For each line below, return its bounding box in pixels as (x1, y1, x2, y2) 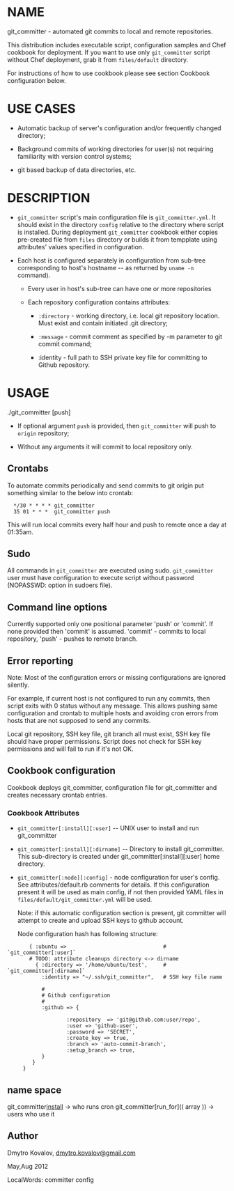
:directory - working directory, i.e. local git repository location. (38, 311, 220, 320)
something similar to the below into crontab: (7, 488, 134, 497)
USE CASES (7, 101, 76, 117)
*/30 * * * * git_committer (13, 502, 95, 509)
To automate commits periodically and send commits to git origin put (7, 481, 204, 490)
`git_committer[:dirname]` (7, 967, 86, 975)
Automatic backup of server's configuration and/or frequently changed (17, 123, 221, 132)
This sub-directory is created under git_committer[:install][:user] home (17, 853, 221, 861)
